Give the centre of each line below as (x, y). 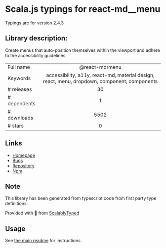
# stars (16, 125)
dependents (21, 103)
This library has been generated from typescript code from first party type (81, 198)
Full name (19, 67)
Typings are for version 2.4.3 (35, 23)
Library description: (36, 38)
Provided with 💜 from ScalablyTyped (42, 213)
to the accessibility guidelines (35, 55)
